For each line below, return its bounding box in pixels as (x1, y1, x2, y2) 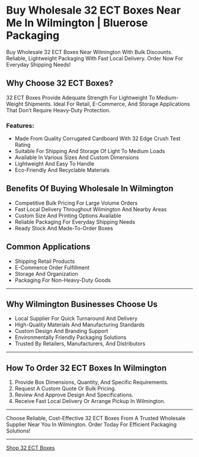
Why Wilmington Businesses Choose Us (6, 299, 158, 309)
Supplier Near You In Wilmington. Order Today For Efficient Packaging (6, 421, 177, 428)
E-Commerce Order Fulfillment (14, 264, 90, 271)
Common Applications (6, 242, 91, 252)
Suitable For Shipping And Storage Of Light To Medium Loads (14, 148, 165, 155)
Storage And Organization (14, 270, 78, 277)
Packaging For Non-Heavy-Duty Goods (14, 277, 111, 284)
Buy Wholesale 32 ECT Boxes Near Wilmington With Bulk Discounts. (6, 48, 173, 55)
